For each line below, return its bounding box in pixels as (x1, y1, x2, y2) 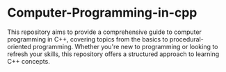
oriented (7, 42, 31, 51)
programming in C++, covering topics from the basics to (7, 35, 168, 43)
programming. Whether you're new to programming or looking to (32, 42, 218, 51)
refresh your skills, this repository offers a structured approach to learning (7, 50, 220, 58)
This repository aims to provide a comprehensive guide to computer (7, 28, 202, 36)
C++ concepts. (7, 57, 50, 65)
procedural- (169, 35, 204, 43)
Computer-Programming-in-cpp (7, 5, 197, 21)
